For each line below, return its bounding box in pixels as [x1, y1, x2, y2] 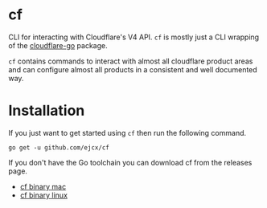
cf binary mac [19, 181, 67, 191]
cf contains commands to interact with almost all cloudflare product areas [8, 56, 253, 66]
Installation [8, 102, 85, 120]
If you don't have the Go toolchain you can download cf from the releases [8, 157, 253, 167]
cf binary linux [19, 190, 68, 200]
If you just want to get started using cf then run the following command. [8, 128, 247, 137]
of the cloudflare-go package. [8, 40, 109, 50]
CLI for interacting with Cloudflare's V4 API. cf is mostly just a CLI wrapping [8, 32, 260, 42]
